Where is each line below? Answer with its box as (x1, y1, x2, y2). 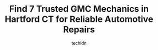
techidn (71, 40, 87, 46)
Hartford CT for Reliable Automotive (4, 14, 154, 25)
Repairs (63, 24, 95, 35)
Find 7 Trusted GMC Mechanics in (9, 3, 149, 15)
